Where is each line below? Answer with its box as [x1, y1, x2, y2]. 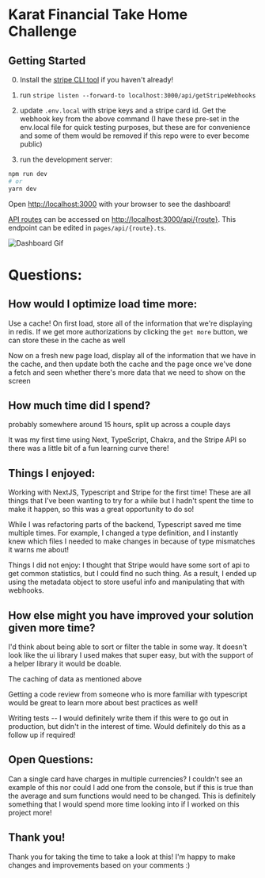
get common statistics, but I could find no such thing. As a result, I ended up [8, 569, 257, 578]
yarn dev [8, 185, 37, 193]
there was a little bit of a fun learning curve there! [8, 444, 169, 453]
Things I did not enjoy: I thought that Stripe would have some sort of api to [8, 560, 251, 570]
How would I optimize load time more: [8, 297, 198, 311]
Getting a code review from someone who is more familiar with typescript [8, 689, 248, 699]
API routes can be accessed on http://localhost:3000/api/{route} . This [8, 214, 237, 223]
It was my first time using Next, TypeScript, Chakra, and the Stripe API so [8, 435, 247, 445]
